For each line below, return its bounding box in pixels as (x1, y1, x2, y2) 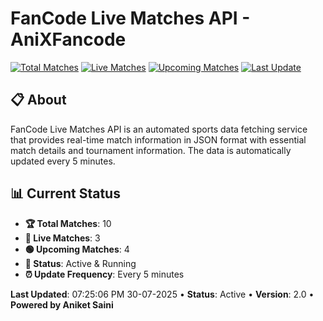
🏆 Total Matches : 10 (24, 217, 112, 229)
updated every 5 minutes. (10, 155, 116, 167)
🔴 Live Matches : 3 (24, 232, 101, 244)
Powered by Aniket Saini (10, 298, 114, 311)
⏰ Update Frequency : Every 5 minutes (24, 268, 185, 280)
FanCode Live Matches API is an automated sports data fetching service (10, 123, 308, 135)
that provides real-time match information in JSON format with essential (10, 133, 307, 146)
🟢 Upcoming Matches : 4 (24, 243, 130, 255)
